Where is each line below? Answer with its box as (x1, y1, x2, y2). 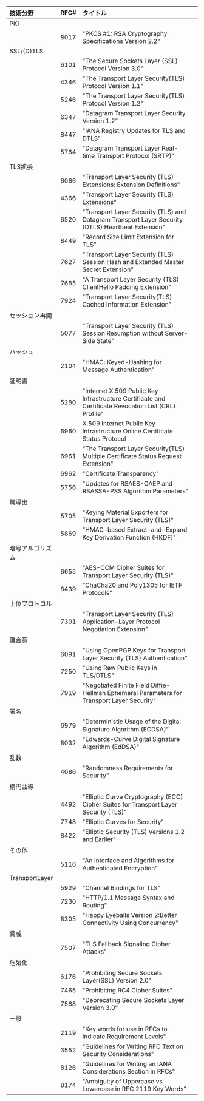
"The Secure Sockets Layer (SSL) (82, 57, 178, 65)
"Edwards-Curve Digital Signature (82, 735, 180, 743)
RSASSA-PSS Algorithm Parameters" (82, 487, 189, 495)
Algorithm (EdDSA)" (82, 743, 140, 751)
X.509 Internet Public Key (82, 419, 156, 427)
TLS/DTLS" (82, 671, 114, 679)
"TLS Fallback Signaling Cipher (82, 940, 171, 948)
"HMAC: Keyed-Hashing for (82, 358, 162, 366)
